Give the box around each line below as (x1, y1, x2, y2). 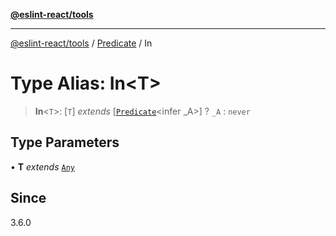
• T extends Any (10, 160, 75, 173)
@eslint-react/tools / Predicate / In (10, 37, 153, 49)
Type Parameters (10, 134, 120, 151)
